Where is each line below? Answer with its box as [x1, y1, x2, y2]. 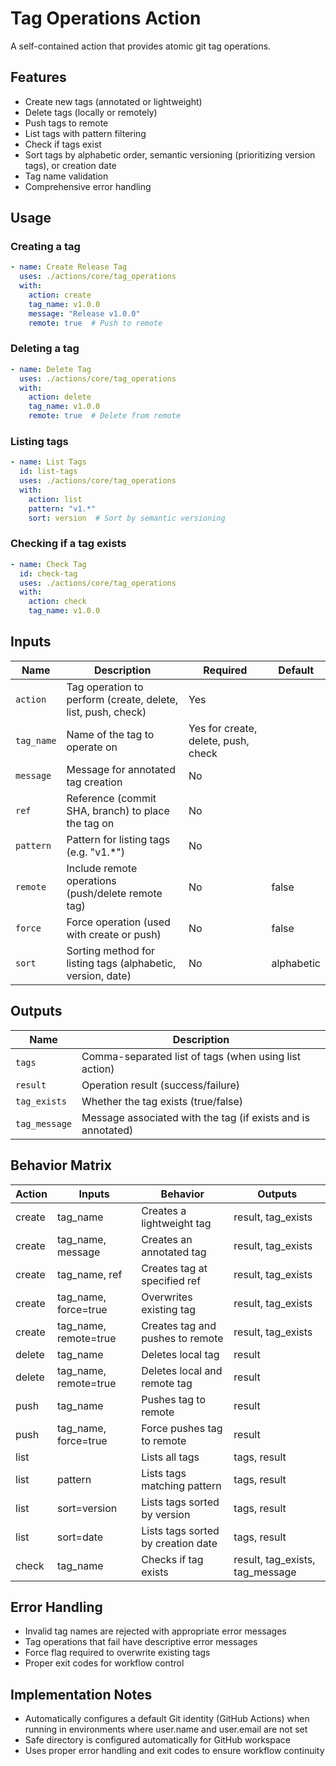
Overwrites [141, 1290, 193, 1304]
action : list [28, 494, 83, 504]
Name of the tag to [66, 727, 155, 741]
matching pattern [141, 1478, 222, 1492]
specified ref [141, 1273, 202, 1287]
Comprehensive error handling [24, 180, 152, 192]
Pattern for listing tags [66, 832, 171, 846]
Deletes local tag [141, 1347, 220, 1361]
